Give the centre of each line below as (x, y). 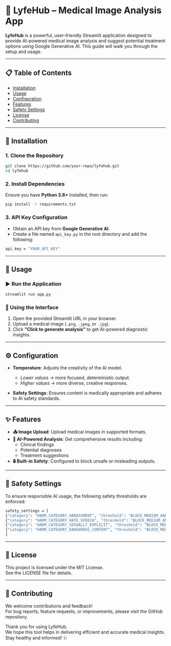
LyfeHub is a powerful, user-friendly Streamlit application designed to (78, 35)
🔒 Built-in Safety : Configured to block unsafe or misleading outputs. (84, 461)
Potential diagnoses (41, 450)
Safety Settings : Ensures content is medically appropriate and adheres (87, 393)
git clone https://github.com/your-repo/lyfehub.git (62, 166)
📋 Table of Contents (39, 73)
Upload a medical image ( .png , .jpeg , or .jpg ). (61, 324)
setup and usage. (23, 51)
